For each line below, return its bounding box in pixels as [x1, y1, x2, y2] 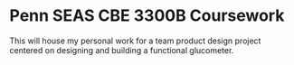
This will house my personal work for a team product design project [9, 35, 261, 46]
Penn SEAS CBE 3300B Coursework [9, 5, 285, 26]
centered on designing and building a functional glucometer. [9, 44, 234, 55]
